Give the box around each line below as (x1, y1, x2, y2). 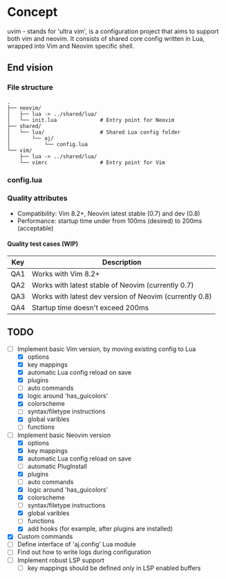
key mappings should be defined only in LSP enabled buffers (27, 564, 201, 572)
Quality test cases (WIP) (7, 240, 79, 248)
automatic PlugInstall (27, 462, 88, 470)
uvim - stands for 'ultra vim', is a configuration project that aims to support (7, 27, 219, 35)
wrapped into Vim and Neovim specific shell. (7, 42, 135, 50)
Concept (7, 4, 58, 20)
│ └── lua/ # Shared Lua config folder (7, 129, 181, 136)
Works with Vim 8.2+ (32, 269, 100, 279)
